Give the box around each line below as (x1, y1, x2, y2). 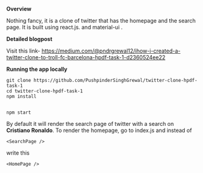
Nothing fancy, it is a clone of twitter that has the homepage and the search (6, 17, 196, 24)
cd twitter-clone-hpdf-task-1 (6, 88, 84, 94)
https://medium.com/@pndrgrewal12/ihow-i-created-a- (41, 47, 181, 54)
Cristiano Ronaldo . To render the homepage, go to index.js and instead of (6, 127, 192, 134)
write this (6, 149, 30, 156)
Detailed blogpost (6, 35, 53, 42)
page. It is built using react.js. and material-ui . (6, 24, 123, 31)
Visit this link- (6, 47, 41, 54)
